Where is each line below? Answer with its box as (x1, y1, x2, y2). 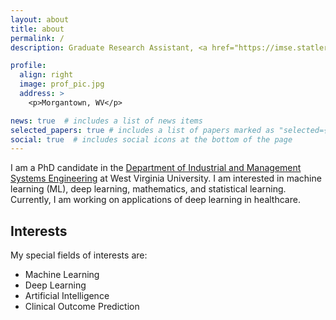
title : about (10, 24, 65, 34)
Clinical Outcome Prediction (24, 301, 140, 313)
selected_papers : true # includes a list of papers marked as (10, 125, 275, 135)
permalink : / (10, 33, 65, 43)
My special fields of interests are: (10, 249, 148, 261)
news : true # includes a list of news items (10, 116, 203, 126)
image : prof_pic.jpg (19, 79, 105, 90)
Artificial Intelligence (24, 290, 110, 302)
